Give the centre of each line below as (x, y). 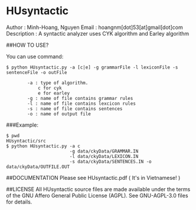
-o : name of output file (59, 114)
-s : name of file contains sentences (75, 109)
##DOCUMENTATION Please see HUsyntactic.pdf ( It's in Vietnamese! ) (93, 177)
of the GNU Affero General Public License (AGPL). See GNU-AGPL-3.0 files (97, 195)
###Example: (22, 125)
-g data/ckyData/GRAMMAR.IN (104, 151)
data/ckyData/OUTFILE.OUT (38, 167)
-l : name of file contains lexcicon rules (81, 104)
